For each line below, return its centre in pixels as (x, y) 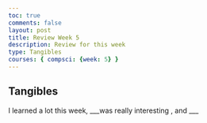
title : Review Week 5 (44, 37)
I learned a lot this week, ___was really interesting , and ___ (103, 110)
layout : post (30, 30)
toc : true (25, 15)
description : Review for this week (67, 45)
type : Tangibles (35, 52)
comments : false (35, 23)
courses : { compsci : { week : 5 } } (63, 60)
